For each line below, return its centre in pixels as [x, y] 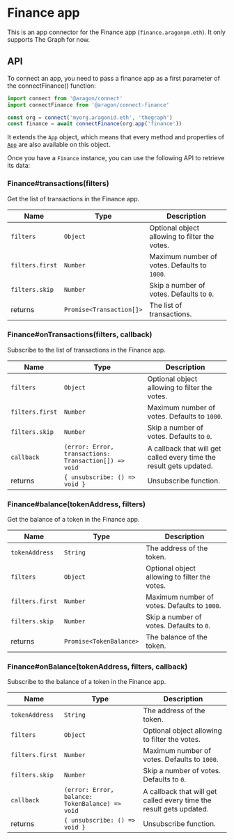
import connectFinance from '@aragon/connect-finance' [88, 105]
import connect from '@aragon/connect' [65, 98]
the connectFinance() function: [52, 86]
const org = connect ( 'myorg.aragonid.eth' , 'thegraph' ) [90, 117]
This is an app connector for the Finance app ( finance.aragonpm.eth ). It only [117, 32]
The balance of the [177, 637]
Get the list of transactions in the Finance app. [73, 199]
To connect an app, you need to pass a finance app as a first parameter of [114, 78]
